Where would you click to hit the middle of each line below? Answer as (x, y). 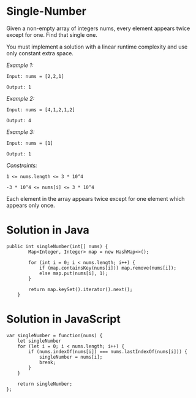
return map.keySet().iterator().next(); (81, 289)
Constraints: (22, 165)
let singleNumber (40, 341)
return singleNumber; (45, 384)
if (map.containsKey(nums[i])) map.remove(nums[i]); (107, 268)
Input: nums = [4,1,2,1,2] (41, 110)
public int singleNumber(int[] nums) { (57, 246)
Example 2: (21, 98)
